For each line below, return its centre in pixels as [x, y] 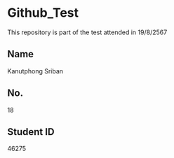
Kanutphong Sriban [35, 71]
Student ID [31, 132]
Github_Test [43, 13]
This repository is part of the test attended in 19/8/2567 [87, 32]
